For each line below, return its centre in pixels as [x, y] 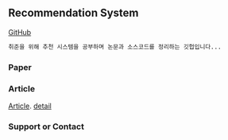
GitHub [20, 32]
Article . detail [30, 106]
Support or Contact [46, 126]
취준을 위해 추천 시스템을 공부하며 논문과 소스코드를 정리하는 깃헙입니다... [115, 47]
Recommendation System [73, 13]
